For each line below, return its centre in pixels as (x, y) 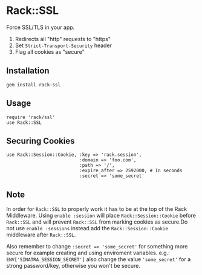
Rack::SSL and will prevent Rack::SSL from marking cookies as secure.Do (97, 222)
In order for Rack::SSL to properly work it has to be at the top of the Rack (97, 209)
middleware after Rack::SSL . (41, 235)
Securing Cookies (41, 141)
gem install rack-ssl (34, 85)
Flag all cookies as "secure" (50, 51)
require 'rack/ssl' (31, 117)
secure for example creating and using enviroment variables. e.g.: (88, 253)
